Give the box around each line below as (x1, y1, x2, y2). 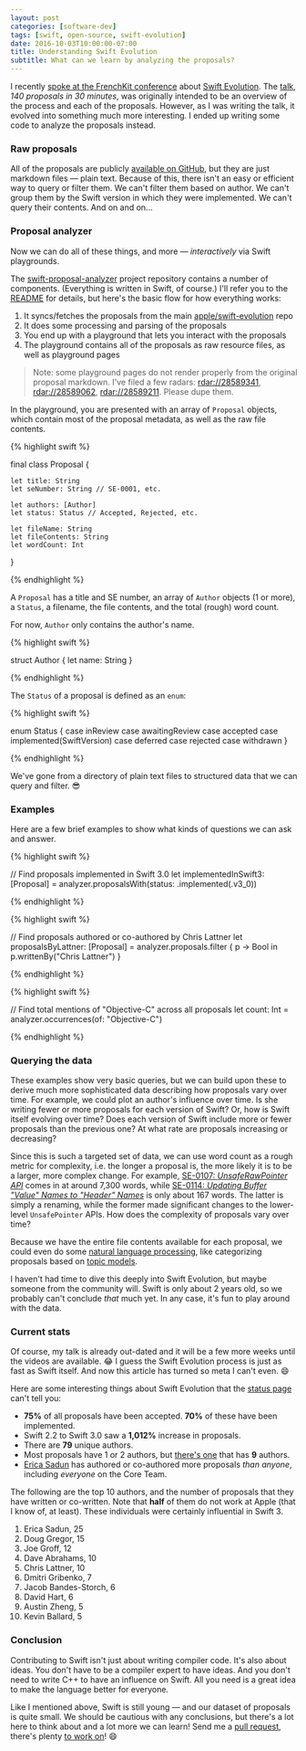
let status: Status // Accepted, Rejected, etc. (10, 508, 199, 517)
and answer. (10, 833, 56, 844)
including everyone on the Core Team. (23, 1469, 168, 1480)
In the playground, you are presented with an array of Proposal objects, (10, 404, 278, 415)
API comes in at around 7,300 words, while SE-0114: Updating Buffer (10, 1180, 268, 1191)
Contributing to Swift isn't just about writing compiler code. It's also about (10, 1654, 287, 1665)
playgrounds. (10, 255, 60, 266)
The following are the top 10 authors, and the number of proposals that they (10, 1486, 294, 1498)
